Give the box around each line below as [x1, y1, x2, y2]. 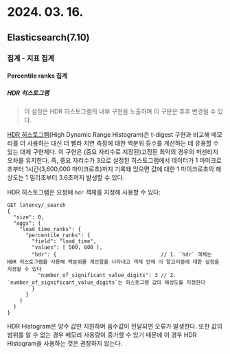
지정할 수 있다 [7, 266, 42, 273]
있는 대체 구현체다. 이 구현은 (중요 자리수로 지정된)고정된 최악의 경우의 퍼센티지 [7, 148, 218, 156]
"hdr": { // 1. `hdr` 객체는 [32, 252, 212, 258]
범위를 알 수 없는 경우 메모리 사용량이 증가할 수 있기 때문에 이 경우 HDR [7, 331, 197, 339]
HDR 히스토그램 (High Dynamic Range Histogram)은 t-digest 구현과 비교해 [7, 131, 210, 139]
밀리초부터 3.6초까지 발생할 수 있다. [30, 173, 125, 182]
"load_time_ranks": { [19, 226, 81, 233]
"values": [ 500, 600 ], [32, 244, 103, 251]
